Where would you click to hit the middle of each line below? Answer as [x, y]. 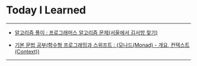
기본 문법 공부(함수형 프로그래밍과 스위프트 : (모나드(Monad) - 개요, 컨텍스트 [102, 45]
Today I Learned [46, 10]
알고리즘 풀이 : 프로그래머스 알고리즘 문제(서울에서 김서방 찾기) [86, 32]
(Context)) [27, 51]
